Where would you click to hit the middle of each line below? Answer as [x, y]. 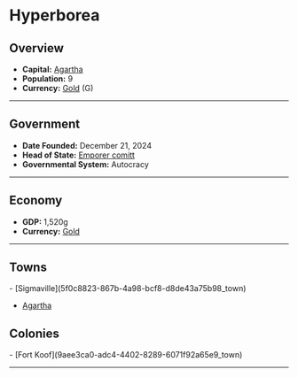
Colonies [35, 333]
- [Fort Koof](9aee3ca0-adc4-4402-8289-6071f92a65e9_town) [126, 355]
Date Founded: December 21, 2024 [87, 145]
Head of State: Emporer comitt [78, 155]
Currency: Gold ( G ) [58, 88]
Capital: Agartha [52, 69]
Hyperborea [55, 15]
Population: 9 [47, 79]
